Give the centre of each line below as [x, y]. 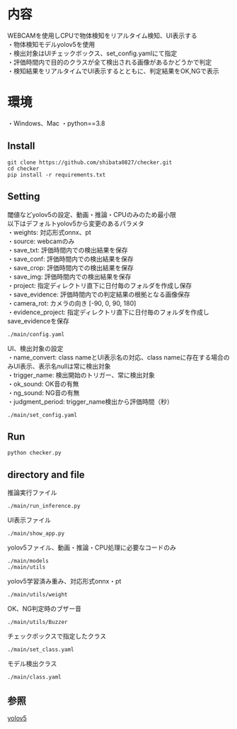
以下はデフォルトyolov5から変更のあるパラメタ [76, 223]
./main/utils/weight [38, 595]
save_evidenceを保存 [38, 321]
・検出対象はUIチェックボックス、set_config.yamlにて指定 [92, 53]
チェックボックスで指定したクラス [57, 636]
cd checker [23, 168]
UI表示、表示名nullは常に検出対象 [62, 366]
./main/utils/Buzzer [38, 622]
